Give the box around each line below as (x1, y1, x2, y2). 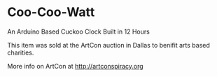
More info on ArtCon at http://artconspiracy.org (7, 62, 143, 70)
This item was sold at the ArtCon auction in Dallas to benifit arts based (7, 41, 210, 49)
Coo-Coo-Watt (7, 4, 95, 20)
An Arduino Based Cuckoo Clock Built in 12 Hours (7, 27, 150, 36)
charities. (7, 48, 34, 57)
